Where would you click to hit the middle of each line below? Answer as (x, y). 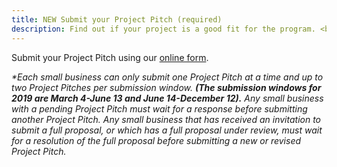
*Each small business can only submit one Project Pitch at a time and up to (167, 77)
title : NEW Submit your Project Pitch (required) (117, 19)
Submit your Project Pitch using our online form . (110, 57)
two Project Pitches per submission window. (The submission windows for (166, 87)
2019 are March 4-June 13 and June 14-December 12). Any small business (167, 98)
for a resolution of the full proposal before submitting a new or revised (156, 140)
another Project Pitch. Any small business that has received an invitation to (166, 119)
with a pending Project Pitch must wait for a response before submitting (159, 108)
